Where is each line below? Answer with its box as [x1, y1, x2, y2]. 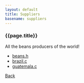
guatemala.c [12, 63, 37, 69]
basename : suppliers [5, 16, 47, 21]
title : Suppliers [5, 12, 40, 17]
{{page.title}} [5, 32, 38, 39]
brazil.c [12, 58, 28, 64]
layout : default [5, 7, 38, 12]
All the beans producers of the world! [5, 43, 80, 49]
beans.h [12, 53, 29, 59]
